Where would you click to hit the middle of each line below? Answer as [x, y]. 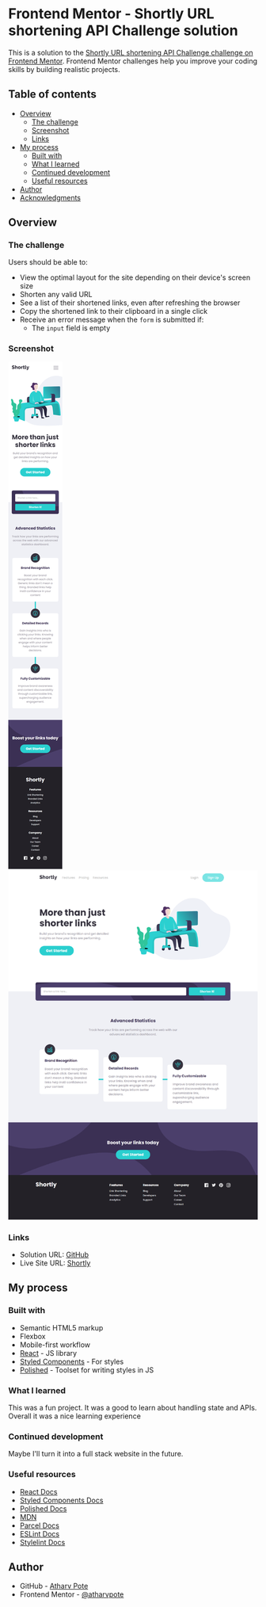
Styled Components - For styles [72, 1361]
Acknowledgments [50, 197]
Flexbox [32, 1336]
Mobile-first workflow [55, 1345]
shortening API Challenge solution [123, 31]
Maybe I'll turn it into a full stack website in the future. [96, 1454]
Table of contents [52, 95]
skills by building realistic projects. [64, 69]
